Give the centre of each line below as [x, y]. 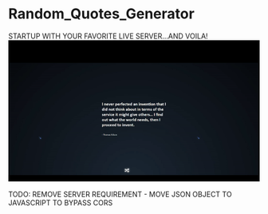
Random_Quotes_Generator [102, 14]
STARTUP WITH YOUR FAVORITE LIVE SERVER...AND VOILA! [108, 36]
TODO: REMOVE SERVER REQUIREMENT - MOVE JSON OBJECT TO [120, 194]
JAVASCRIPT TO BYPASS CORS [61, 203]
